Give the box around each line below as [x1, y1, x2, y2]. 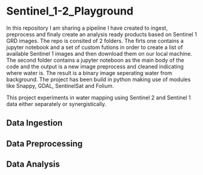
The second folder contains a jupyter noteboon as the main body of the [6, 56, 185, 64]
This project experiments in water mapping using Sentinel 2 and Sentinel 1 [6, 94, 191, 101]
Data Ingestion [6, 118, 63, 128]
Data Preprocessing [6, 138, 83, 149]
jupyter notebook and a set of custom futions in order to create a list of [6, 44, 183, 51]
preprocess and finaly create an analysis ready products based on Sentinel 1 [6, 30, 197, 38]
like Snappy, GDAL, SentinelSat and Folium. [6, 82, 114, 89]
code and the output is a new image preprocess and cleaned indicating [6, 62, 184, 70]
